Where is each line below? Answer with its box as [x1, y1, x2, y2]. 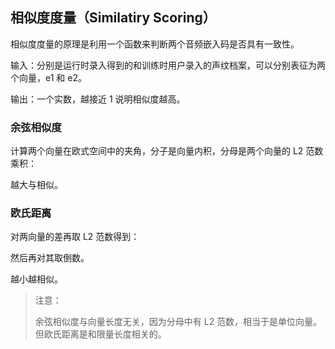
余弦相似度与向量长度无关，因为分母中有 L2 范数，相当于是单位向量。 [34, 316, 323, 328]
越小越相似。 [10, 273, 63, 285]
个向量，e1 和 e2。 [10, 71, 87, 83]
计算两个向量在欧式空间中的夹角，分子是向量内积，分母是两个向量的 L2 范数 [10, 145, 324, 157]
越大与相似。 [10, 179, 63, 191]
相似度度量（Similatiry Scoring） [10, 9, 217, 27]
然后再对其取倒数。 [10, 252, 90, 264]
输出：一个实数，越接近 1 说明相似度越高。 [10, 93, 186, 105]
